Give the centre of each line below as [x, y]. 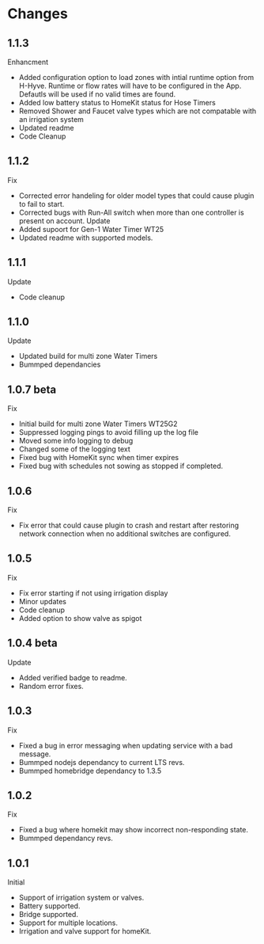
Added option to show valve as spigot [80, 618]
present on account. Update [64, 221]
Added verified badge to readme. [73, 677]
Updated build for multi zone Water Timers [88, 356]
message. [35, 754]
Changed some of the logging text [75, 449]
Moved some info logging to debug [76, 441]
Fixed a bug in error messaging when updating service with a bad [126, 745]
